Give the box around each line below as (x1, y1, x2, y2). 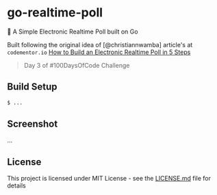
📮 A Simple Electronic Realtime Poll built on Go (7, 27, 138, 36)
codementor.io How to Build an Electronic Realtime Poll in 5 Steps (7, 48, 191, 56)
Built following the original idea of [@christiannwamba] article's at (7, 40, 193, 49)
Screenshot (7, 118, 58, 130)
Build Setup (7, 81, 58, 93)
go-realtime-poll (7, 5, 103, 21)
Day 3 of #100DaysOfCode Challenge (23, 61, 130, 69)
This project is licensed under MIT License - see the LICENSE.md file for (7, 174, 211, 183)
